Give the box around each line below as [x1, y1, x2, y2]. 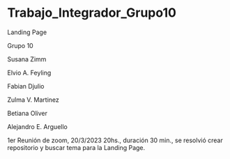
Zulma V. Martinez [7, 96, 59, 104]
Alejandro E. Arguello [7, 122, 68, 130]
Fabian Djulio [7, 82, 45, 90]
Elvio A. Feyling [7, 68, 52, 77]
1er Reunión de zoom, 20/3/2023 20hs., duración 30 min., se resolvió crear [7, 136, 223, 144]
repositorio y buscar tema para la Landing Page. [7, 143, 146, 151]
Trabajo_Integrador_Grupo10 [7, 5, 176, 21]
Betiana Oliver [7, 109, 47, 117]
